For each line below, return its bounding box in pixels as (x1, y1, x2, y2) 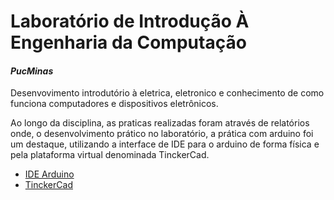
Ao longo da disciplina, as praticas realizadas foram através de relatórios (10, 117, 310, 129)
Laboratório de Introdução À (10, 10, 250, 33)
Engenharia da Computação (10, 31, 247, 54)
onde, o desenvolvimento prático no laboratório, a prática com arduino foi (10, 128, 314, 140)
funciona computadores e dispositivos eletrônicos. (10, 98, 219, 110)
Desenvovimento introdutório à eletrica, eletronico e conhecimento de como (10, 87, 325, 99)
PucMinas (10, 65, 54, 77)
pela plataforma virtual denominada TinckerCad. (10, 149, 210, 161)
